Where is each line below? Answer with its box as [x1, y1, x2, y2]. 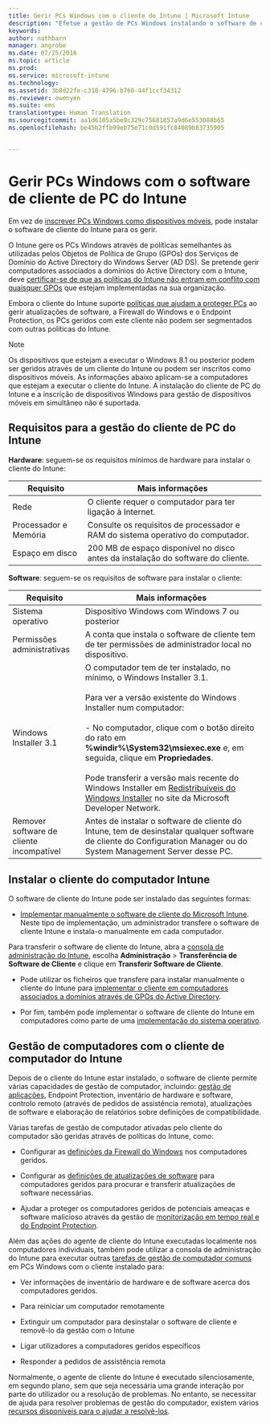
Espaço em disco [12, 547, 78, 558]
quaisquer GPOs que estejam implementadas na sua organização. [8, 283, 227, 292]
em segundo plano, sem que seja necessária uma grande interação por [8, 1381, 244, 1390]
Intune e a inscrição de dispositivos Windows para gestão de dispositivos [8, 389, 252, 398]
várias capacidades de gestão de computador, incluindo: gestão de [8, 1082, 231, 1091]
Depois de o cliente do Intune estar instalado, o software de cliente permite [8, 1073, 257, 1083]
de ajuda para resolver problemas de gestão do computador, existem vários [8, 1398, 260, 1408]
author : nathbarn [8, 34, 67, 43]
